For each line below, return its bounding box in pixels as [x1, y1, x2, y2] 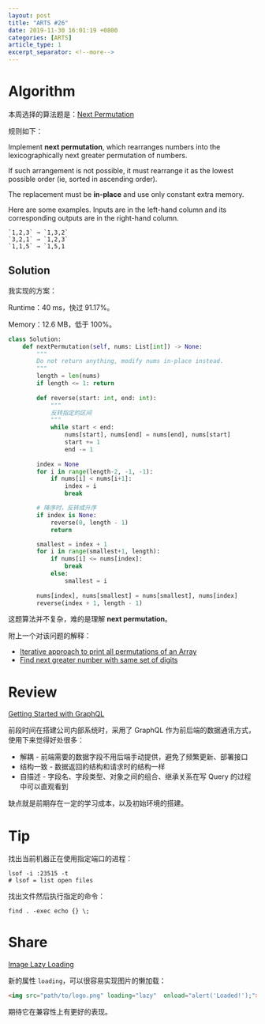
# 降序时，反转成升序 [36, 504, 97, 512]
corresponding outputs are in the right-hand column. [8, 213, 179, 222]
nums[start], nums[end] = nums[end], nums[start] [64, 431, 231, 439]
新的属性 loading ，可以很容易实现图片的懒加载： [8, 976, 167, 985]
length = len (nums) [36, 372, 101, 380]
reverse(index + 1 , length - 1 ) [36, 599, 144, 607]
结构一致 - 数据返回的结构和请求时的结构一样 [19, 762, 166, 772]
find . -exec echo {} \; [8, 907, 90, 916]
